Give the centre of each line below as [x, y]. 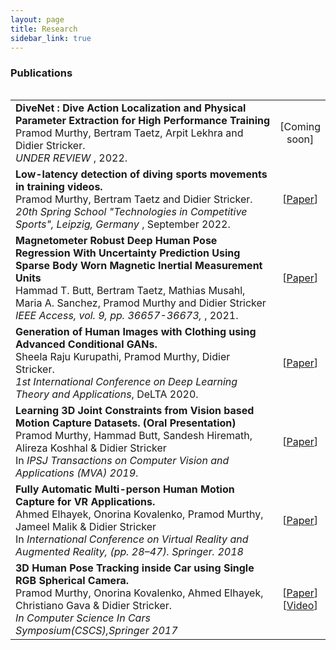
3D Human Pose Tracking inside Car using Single [135, 568]
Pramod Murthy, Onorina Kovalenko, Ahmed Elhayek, [139, 593]
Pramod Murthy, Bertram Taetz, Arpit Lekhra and [129, 133]
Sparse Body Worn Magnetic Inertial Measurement [139, 265]
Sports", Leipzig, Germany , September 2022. [123, 224]
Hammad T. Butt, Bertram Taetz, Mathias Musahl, [130, 290]
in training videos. [59, 186]
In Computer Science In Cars [83, 618]
